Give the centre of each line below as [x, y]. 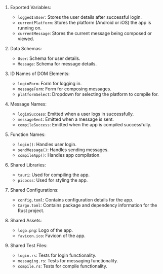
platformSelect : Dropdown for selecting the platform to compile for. [88, 94]
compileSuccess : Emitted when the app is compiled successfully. [85, 125]
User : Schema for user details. [49, 58]
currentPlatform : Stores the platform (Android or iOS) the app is [84, 23]
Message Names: [28, 104]
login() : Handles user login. [47, 144]
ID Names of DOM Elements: [40, 74]
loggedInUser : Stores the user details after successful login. [80, 17]
